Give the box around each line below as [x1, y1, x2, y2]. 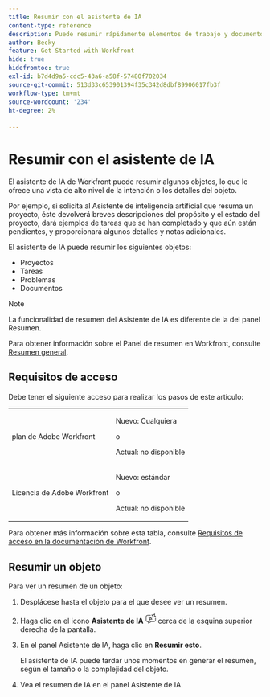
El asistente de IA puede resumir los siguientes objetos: [8, 242, 191, 252]
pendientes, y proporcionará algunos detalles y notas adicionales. [8, 227, 227, 236]
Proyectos [19, 258, 54, 268]
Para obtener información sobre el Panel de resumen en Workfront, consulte [8, 338, 261, 349]
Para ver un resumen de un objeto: [8, 581, 123, 591]
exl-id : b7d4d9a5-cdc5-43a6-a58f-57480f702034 [8, 72, 167, 80]
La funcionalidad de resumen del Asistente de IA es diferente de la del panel [8, 314, 261, 325]
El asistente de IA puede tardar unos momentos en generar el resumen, [19, 656, 256, 666]
